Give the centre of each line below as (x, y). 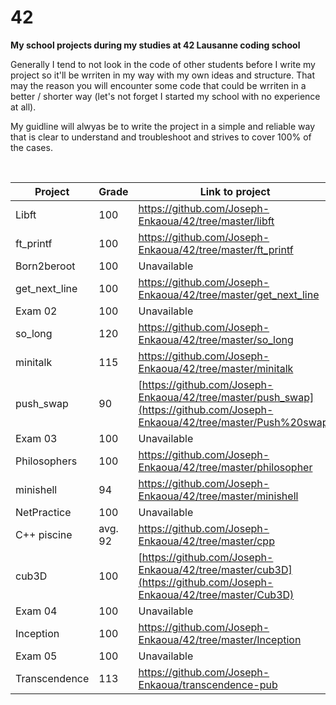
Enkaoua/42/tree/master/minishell (218, 496)
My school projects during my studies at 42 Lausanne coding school (155, 45)
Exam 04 (36, 611)
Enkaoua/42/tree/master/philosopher (225, 467)
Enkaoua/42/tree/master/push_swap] (226, 397)
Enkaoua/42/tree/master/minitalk (216, 368)
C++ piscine (44, 534)
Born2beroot (45, 266)
